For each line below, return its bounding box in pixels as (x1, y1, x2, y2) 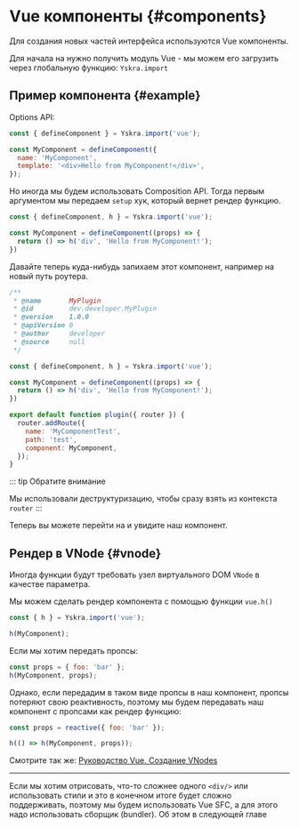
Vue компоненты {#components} (9, 6, 267, 27)
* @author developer (12, 329, 105, 338)
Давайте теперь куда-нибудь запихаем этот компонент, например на (9, 261, 274, 272)
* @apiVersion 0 (12, 321, 74, 330)
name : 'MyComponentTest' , (25, 427, 122, 436)
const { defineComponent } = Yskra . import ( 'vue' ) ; (9, 129, 201, 138)
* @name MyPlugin (12, 296, 101, 305)
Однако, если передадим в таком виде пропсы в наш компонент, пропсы (9, 687, 289, 697)
